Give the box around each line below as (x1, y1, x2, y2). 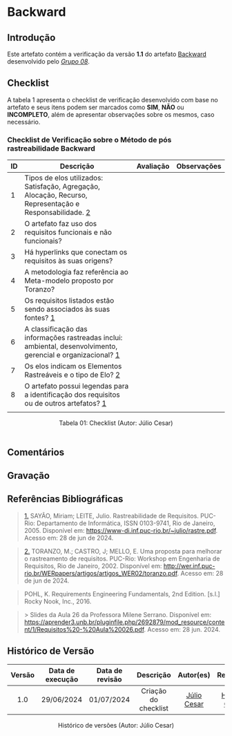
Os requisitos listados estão (24, 296, 115, 305)
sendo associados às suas (24, 305, 110, 314)
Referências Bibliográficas (7, 493, 124, 505)
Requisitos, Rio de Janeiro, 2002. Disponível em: (23, 561, 162, 570)
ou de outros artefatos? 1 (24, 399, 107, 408)
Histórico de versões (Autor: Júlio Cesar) (57, 721, 175, 729)
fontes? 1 (24, 313, 55, 323)
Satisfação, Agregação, (24, 182, 100, 191)
